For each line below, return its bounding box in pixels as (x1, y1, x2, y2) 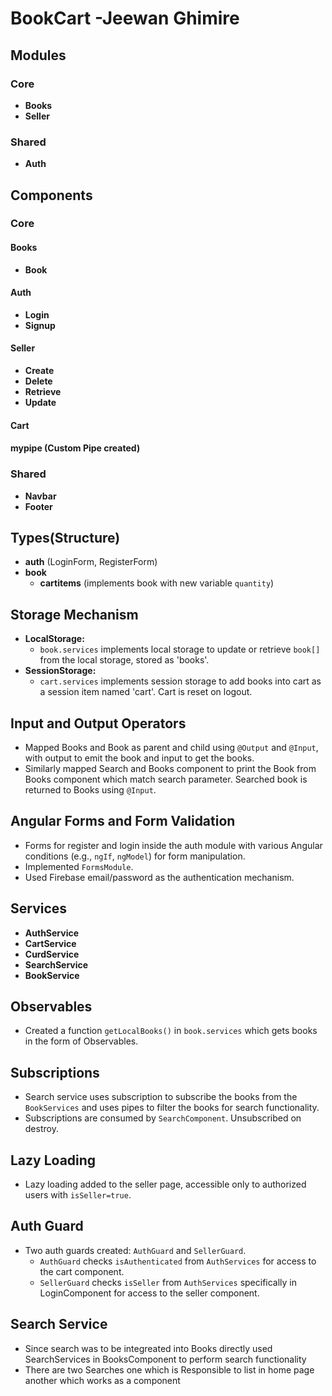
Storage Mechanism (10, 606, 139, 623)
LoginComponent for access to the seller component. (39, 1287, 260, 1299)
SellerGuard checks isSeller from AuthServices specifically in (39, 1276, 298, 1288)
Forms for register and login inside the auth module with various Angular (24, 839, 323, 851)
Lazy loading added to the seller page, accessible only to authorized (24, 1178, 307, 1191)
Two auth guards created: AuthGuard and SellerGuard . (24, 1244, 247, 1256)
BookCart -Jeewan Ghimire (10, 7, 240, 30)
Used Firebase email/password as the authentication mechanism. (24, 871, 295, 883)
